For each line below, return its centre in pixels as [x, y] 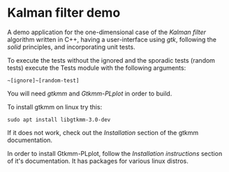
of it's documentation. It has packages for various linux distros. [98, 161]
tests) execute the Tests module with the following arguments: [97, 68]
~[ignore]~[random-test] [43, 80]
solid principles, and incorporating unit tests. [71, 47]
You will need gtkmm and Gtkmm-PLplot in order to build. [90, 93]
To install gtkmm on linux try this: [55, 107]
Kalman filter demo [64, 13]
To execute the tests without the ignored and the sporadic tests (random [111, 60]
